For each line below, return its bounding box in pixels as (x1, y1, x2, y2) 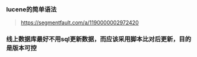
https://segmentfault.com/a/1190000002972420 (20, 19, 139, 26)
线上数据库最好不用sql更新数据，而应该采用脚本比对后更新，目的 (6, 35, 192, 43)
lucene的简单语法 (6, 5, 57, 13)
